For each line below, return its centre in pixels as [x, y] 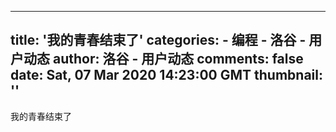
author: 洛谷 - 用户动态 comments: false [178, 59]
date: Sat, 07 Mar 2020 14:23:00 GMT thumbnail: [166, 75]
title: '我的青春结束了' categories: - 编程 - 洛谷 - [158, 40]
